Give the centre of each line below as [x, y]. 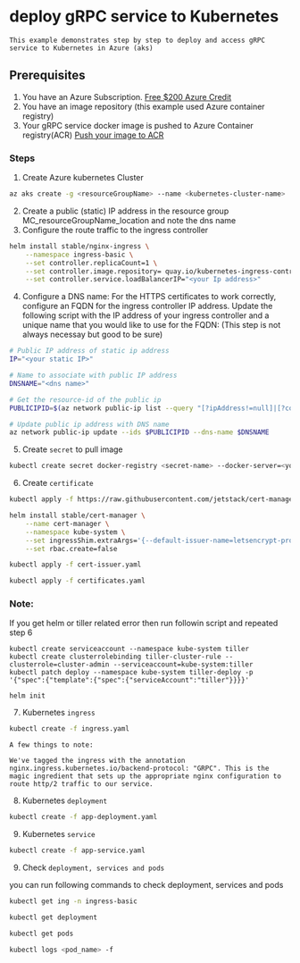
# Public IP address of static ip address [89, 351]
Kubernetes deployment [65, 800]
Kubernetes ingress [58, 713]
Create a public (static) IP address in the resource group [125, 211]
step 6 [21, 632]
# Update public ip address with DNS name [89, 424]
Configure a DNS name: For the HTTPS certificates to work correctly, [149, 297]
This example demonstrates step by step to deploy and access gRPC [137, 40]
